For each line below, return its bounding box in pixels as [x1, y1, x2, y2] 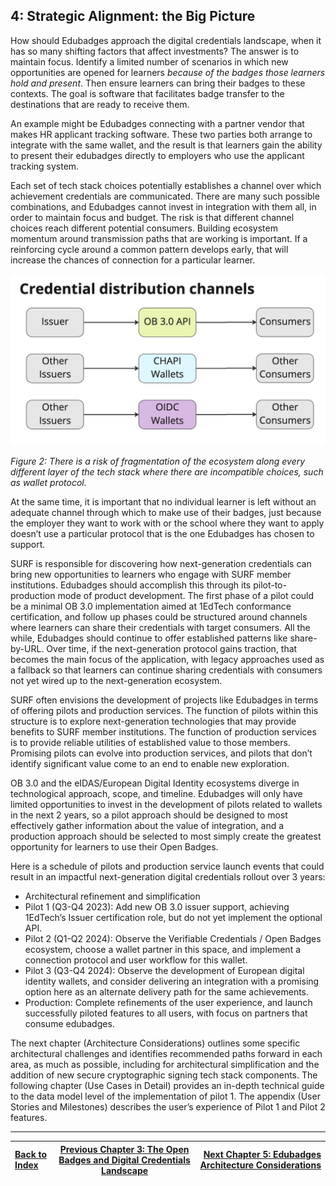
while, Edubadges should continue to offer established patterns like [10, 632, 288, 644]
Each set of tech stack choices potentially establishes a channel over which [10, 179, 322, 191]
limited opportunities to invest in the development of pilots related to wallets [10, 799, 323, 811]
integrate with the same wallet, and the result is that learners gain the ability [10, 139, 323, 151]
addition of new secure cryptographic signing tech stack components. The [10, 1069, 318, 1081]
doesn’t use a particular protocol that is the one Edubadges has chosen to [10, 528, 315, 540]
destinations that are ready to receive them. [10, 98, 190, 110]
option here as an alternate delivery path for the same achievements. [24, 986, 310, 998]
